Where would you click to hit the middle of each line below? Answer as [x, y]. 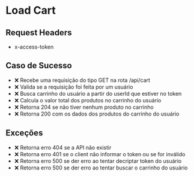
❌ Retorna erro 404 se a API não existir [63, 147]
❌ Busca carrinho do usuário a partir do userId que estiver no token [98, 93]
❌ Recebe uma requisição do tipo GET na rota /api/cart [82, 80]
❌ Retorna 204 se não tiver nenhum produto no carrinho [84, 107]
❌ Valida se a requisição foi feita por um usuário [74, 87]
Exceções [24, 133]
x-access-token [34, 47]
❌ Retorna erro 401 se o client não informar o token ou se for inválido [100, 154]
